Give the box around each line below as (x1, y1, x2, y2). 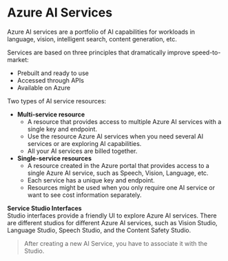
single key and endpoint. (27, 125, 98, 133)
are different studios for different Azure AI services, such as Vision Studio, (7, 218, 218, 227)
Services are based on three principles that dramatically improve (7, 48, 191, 56)
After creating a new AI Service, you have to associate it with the (23, 239, 208, 247)
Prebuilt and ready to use (17, 69, 90, 77)
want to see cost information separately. (27, 191, 143, 199)
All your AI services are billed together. (27, 147, 138, 155)
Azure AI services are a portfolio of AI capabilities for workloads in (7, 28, 195, 36)
